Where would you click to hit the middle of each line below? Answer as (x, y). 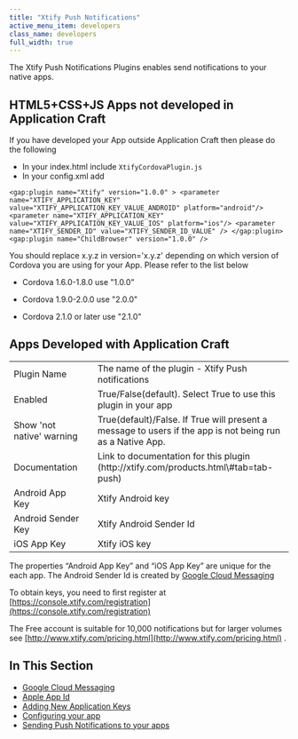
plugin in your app (135, 405)
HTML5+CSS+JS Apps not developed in (122, 104)
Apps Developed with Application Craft (119, 344)
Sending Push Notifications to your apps (96, 725)
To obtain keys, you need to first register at (88, 592)
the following (33, 150)
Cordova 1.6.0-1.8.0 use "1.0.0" (78, 282)
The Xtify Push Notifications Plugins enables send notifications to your (138, 68)
